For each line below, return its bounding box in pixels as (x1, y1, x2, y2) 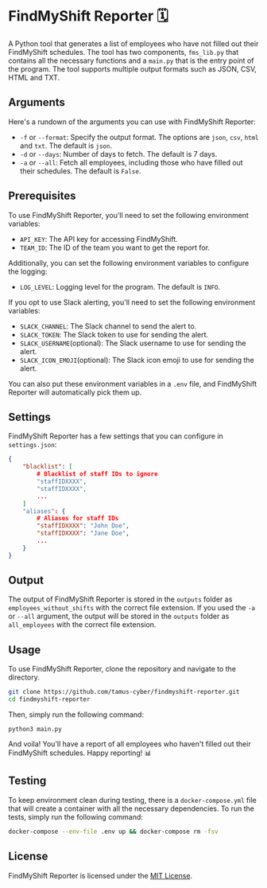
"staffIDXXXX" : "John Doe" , (37, 522, 130, 530)
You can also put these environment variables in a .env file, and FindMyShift (8, 379, 257, 388)
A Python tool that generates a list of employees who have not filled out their (8, 38, 259, 49)
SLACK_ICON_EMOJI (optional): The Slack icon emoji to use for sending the (19, 355, 254, 364)
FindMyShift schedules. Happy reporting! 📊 (8, 748, 152, 758)
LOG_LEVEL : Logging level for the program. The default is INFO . (19, 282, 221, 291)
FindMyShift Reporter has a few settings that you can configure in (8, 431, 224, 441)
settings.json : (8, 440, 57, 450)
